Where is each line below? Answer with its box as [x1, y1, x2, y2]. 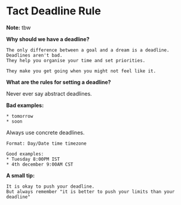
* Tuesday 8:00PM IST [6, 156, 60, 162]
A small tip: [6, 172, 35, 179]
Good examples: [6, 151, 44, 157]
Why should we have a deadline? [6, 35, 90, 42]
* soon [6, 118, 23, 124]
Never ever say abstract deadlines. [6, 90, 93, 97]
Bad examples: [6, 102, 44, 109]
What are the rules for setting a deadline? [6, 78, 112, 85]
